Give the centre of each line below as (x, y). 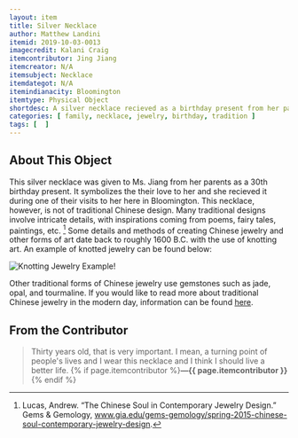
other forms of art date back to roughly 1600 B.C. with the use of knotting (143, 239)
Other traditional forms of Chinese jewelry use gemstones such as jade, (140, 284)
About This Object (61, 160)
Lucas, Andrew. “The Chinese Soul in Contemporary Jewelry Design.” (149, 405)
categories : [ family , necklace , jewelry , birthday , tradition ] (132, 116)
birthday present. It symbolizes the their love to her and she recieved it (138, 191)
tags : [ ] (29, 125)
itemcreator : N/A (41, 67)
